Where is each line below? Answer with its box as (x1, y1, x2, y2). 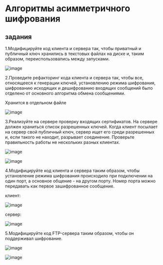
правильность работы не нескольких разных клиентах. (5, 139, 120, 145)
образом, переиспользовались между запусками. (5, 56, 110, 61)
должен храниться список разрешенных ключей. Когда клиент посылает (5, 124, 158, 130)
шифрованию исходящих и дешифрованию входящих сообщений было (5, 85, 153, 91)
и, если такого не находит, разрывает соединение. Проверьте (5, 134, 135, 140)
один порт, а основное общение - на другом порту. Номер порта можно (5, 178, 156, 184)
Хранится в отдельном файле (5, 100, 67, 105)
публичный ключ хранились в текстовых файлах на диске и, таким (5, 51, 145, 57)
